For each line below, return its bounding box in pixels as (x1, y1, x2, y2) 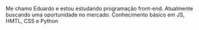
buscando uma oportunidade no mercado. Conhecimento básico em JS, (5, 11, 185, 18)
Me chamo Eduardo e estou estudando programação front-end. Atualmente (5, 5, 194, 12)
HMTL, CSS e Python (5, 18, 58, 24)
